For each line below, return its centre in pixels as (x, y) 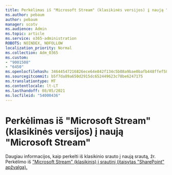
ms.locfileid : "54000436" (33, 95)
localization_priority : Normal (39, 48)
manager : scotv (21, 24)
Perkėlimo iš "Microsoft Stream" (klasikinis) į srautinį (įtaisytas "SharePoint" (85, 162)
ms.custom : (17, 57)
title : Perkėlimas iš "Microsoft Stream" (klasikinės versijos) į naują (84, 10)
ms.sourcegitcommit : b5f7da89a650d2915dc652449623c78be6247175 (74, 77)
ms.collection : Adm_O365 (32, 53)
